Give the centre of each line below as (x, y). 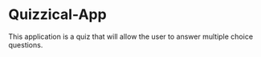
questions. (26, 44)
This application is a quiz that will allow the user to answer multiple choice (131, 36)
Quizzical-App (57, 15)
